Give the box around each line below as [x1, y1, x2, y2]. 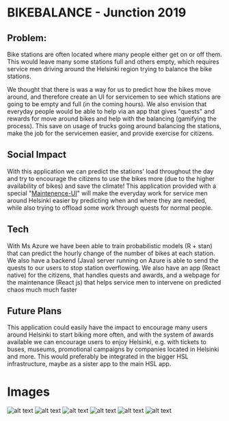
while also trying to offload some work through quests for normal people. [7, 204, 213, 212]
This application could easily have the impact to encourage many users [7, 324, 208, 332]
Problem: [7, 32, 47, 44]
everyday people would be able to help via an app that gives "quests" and [7, 108, 215, 115]
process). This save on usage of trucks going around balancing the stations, [7, 122, 221, 130]
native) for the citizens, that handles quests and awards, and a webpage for [7, 271, 220, 279]
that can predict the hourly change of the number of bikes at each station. [7, 249, 215, 257]
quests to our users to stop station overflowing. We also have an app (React [7, 263, 221, 272]
